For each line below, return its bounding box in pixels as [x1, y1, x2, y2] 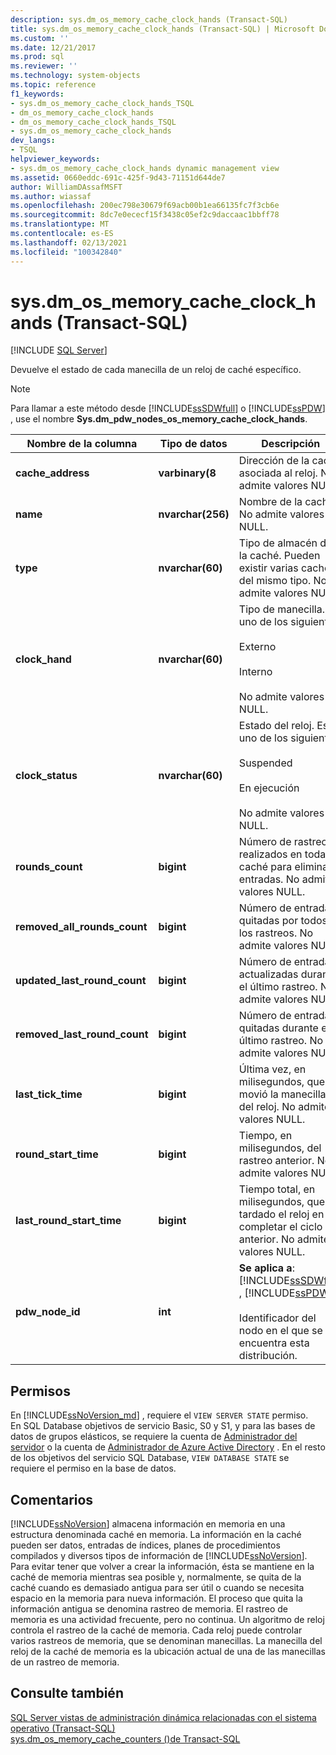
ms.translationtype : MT [10, 219, 110, 230]
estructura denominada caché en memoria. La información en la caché [10, 1529, 302, 1541]
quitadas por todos [238, 914, 328, 928]
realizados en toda [238, 847, 327, 861]
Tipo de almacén [238, 536, 318, 550]
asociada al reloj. [238, 466, 318, 480]
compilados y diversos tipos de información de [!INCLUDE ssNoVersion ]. [10, 1550, 308, 1562]
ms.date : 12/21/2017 [10, 42, 97, 53]
